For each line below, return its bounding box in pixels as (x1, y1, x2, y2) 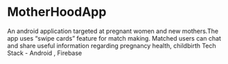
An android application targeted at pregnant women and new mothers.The (7, 27, 219, 35)
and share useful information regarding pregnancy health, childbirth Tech (7, 41, 216, 50)
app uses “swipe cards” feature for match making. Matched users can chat (7, 34, 222, 42)
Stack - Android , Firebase (7, 49, 82, 57)
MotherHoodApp (7, 4, 107, 20)
